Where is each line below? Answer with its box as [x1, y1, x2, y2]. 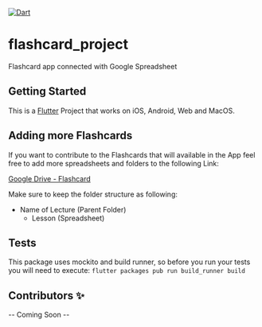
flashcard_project [8, 36, 129, 53]
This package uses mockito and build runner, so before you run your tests [8, 257, 251, 267]
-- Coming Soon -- [8, 310, 70, 320]
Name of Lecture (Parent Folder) [19, 204, 127, 214]
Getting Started [8, 84, 87, 99]
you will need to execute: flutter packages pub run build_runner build [8, 266, 245, 275]
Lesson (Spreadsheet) [31, 213, 105, 223]
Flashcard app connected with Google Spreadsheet [8, 61, 178, 71]
